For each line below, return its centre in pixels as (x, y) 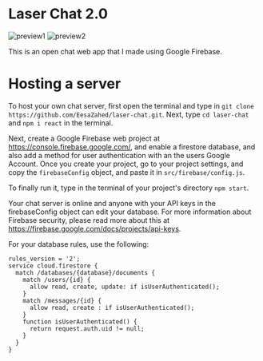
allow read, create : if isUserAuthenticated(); (112, 307)
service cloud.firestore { (53, 266)
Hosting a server (65, 84)
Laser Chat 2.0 (58, 14)
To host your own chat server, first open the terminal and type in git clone (131, 105)
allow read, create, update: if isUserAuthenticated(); (124, 287)
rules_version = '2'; (44, 259)
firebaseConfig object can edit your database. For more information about (130, 212)
